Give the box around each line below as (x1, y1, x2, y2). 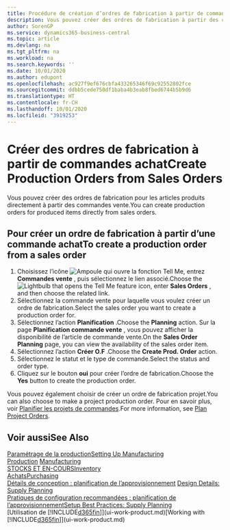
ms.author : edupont (7, 73, 63, 81)
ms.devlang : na (7, 42, 51, 49)
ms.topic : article (7, 36, 60, 43)
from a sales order (7, 249, 87, 261)
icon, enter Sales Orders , (138, 282, 212, 290)
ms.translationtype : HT (7, 93, 75, 100)
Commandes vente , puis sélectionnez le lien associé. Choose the (16, 275, 203, 283)
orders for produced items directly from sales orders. (7, 208, 157, 216)
